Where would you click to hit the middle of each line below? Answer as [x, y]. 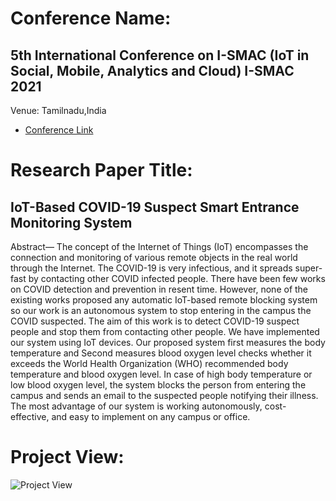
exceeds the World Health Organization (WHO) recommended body [149, 363]
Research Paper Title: [101, 170]
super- [308, 268]
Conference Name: [91, 18]
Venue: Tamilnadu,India [58, 110]
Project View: [67, 457]
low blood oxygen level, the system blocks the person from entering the [158, 385]
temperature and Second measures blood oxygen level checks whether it [161, 353]
